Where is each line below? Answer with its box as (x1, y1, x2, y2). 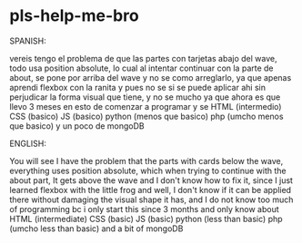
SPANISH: (9, 35, 47, 46)
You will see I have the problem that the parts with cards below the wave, (9, 155, 284, 166)
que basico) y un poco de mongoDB (9, 120, 146, 131)
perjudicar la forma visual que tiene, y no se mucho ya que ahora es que (9, 92, 281, 102)
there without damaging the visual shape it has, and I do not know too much (9, 194, 294, 205)
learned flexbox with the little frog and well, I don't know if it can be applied (9, 184, 292, 195)
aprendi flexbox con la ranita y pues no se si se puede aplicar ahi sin (9, 82, 267, 92)
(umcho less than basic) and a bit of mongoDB (9, 223, 184, 234)
